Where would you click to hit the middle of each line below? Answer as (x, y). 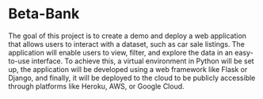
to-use (19, 61)
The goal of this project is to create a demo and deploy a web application (128, 36)
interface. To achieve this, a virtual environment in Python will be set (143, 61)
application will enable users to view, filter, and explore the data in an (121, 52)
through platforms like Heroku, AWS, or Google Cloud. (96, 86)
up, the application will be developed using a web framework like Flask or (128, 69)
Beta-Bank (44, 14)
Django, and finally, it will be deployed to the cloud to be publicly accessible (132, 78)
